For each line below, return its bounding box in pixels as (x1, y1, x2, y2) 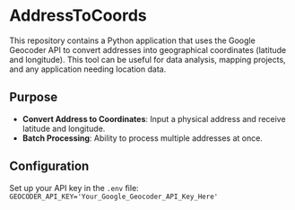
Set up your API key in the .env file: (9, 182, 139, 193)
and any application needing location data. (9, 64, 167, 74)
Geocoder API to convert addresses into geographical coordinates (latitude (9, 44, 287, 55)
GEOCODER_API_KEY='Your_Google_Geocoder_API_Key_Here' (9, 192, 219, 201)
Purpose (9, 90, 58, 105)
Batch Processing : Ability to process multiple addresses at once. (22, 132, 263, 144)
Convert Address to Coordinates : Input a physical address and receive (22, 113, 286, 124)
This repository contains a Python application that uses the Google (9, 35, 256, 46)
